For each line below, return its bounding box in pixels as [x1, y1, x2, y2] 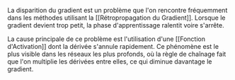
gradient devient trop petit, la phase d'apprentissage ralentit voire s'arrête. [7, 21, 224, 29]
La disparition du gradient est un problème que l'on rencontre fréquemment [7, 6, 228, 14]
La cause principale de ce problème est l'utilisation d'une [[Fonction [7, 35, 205, 43]
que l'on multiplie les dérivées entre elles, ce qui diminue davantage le [7, 57, 212, 66]
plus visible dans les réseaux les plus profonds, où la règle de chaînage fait [7, 50, 227, 58]
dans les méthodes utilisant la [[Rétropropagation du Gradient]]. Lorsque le [7, 13, 226, 22]
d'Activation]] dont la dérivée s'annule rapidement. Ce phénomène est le [7, 42, 219, 50]
